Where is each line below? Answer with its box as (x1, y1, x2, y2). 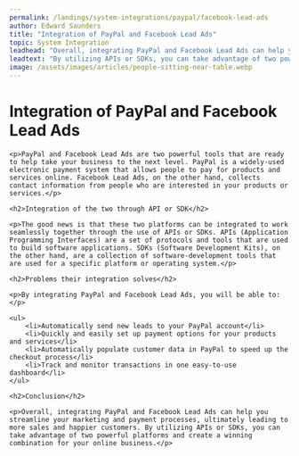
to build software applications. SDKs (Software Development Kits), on (9, 243, 280, 253)
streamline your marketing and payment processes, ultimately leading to (9, 415, 289, 424)
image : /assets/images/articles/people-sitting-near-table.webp (9, 63, 253, 72)
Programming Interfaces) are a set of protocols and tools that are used (9, 236, 289, 245)
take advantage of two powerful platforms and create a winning (9, 430, 253, 440)
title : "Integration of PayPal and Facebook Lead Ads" (9, 29, 217, 38)
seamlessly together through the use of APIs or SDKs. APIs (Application (9, 228, 289, 236)
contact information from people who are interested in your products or (9, 180, 289, 190)
